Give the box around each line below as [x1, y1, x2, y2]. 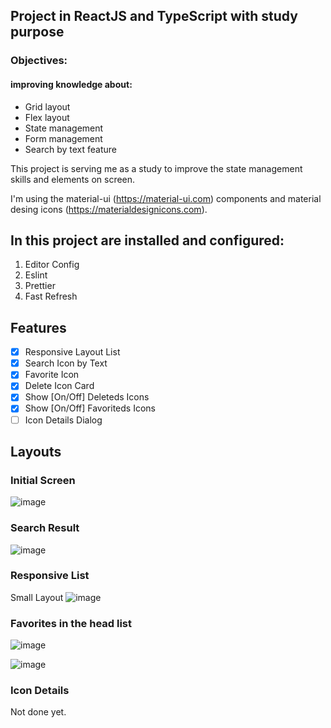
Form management [24, 132, 103, 144]
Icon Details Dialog [24, 414, 103, 426]
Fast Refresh [24, 290, 78, 303]
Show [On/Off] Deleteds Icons [24, 391, 150, 403]
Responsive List [10, 569, 90, 583]
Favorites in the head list [10, 616, 132, 630]
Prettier [24, 280, 56, 292]
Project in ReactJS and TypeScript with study [10, 8, 298, 25]
